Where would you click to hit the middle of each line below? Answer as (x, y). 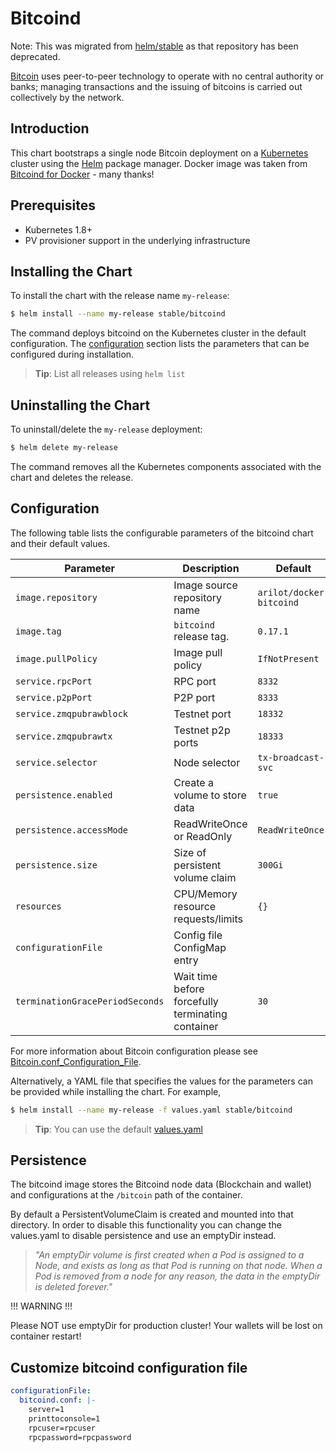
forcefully (196, 1001)
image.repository (56, 597)
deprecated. (35, 56)
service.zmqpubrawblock (72, 713)
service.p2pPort (54, 697)
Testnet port (202, 714)
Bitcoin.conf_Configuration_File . (76, 1061)
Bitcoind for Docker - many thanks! (82, 174)
